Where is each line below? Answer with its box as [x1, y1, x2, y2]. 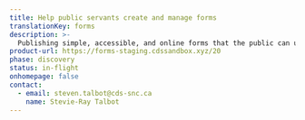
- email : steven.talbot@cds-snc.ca [17, 88, 152, 97]
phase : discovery [9, 55, 75, 64]
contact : [9, 80, 43, 89]
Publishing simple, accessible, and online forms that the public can [17, 38, 290, 48]
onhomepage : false [9, 72, 79, 81]
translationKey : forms [9, 22, 95, 31]
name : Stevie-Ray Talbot [25, 97, 120, 106]
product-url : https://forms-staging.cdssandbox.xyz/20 [9, 47, 221, 56]
